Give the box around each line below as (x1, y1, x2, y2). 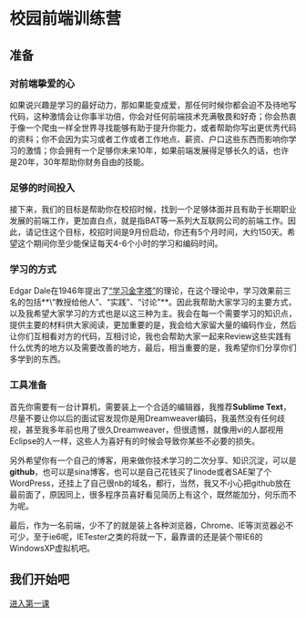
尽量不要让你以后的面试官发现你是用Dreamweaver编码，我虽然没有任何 (9, 412, 278, 424)
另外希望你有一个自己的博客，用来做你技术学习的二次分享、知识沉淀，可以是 (9, 455, 297, 466)
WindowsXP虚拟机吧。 (9, 542, 96, 553)
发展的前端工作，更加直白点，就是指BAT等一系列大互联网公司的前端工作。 (9, 215, 289, 226)
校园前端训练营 (9, 8, 122, 29)
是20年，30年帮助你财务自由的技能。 (9, 156, 149, 167)
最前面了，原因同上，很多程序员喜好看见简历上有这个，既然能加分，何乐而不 (9, 488, 297, 499)
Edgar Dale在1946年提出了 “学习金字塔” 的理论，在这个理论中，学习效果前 (9, 285, 284, 296)
